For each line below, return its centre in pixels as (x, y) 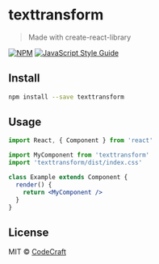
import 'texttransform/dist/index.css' (75, 163)
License (29, 232)
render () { (34, 184)
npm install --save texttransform (67, 97)
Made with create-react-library (79, 37)
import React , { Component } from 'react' (81, 140)
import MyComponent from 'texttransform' (79, 155)
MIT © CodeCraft (38, 252)
